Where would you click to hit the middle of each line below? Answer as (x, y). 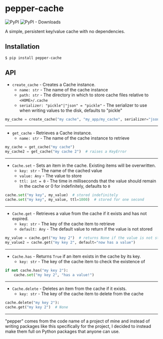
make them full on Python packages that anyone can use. (62, 332)
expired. (20, 218)
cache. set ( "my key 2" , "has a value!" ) (54, 275)
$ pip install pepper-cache (33, 58)
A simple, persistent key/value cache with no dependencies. (65, 31)
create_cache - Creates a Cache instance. (54, 84)
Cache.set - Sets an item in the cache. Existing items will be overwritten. (84, 165)
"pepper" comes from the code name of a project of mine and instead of (78, 321)
